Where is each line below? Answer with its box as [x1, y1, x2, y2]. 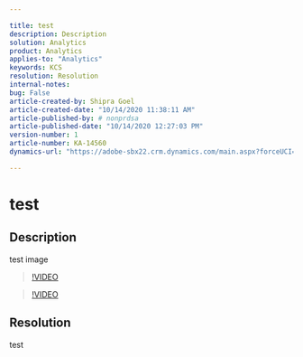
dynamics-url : [9, 147, 63, 156]
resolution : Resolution [9, 71, 99, 81]
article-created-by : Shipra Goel [9, 97, 135, 106]
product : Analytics [9, 46, 83, 55]
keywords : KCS [9, 63, 63, 72]
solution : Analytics [9, 38, 87, 47]
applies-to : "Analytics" [9, 55, 103, 64]
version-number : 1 [9, 130, 78, 140]
